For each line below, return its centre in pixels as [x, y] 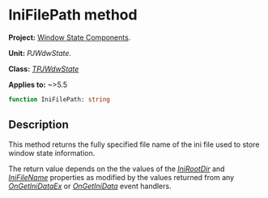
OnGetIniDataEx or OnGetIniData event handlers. [90, 186]
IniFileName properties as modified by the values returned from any [121, 177]
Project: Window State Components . [70, 37]
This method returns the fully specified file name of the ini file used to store [134, 144]
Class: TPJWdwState [44, 69]
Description [38, 125]
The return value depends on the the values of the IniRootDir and [117, 169]
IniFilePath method [73, 15]
